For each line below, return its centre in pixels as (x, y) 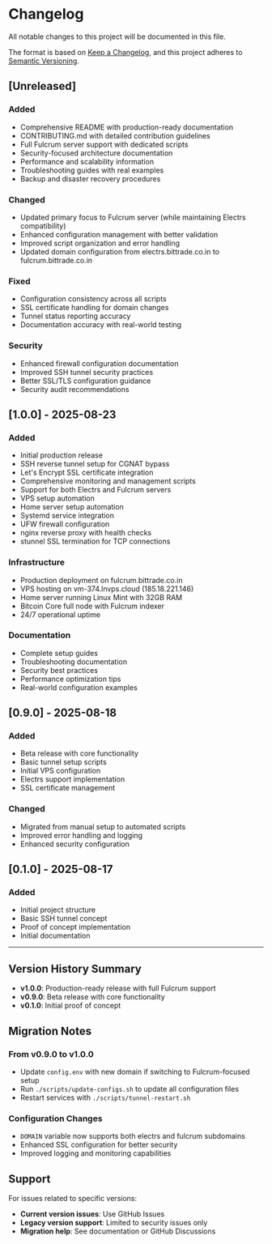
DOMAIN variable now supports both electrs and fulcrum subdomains (132, 1136)
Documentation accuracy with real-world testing (101, 325)
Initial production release (62, 455)
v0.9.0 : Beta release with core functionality (92, 997)
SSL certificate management (68, 788)
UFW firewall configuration (65, 524)
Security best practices (59, 670)
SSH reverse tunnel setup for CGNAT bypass (95, 464)
